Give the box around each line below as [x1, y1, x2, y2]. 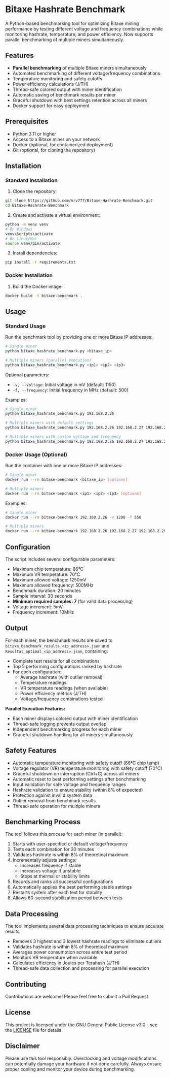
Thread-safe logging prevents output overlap [12, 721, 107, 727]
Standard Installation [5, 177, 58, 184]
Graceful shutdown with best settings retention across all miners [12, 97, 147, 103]
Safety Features [5, 746, 57, 755]
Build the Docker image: [12, 283, 63, 289]
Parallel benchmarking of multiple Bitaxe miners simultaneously [12, 64, 147, 71]
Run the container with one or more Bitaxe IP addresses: [5, 463, 123, 469]
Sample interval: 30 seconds [12, 593, 72, 599]
